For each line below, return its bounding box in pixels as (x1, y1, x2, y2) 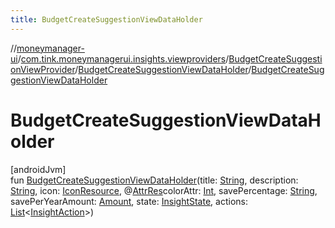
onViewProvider (10, 63, 76, 75)
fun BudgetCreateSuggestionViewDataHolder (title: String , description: (10, 174, 299, 186)
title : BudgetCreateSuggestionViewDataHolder (10, 14, 203, 25)
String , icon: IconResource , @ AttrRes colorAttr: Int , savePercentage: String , (10, 184, 318, 196)
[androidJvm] (10, 163, 67, 175)
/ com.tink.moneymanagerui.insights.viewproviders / (17, 52, 230, 65)
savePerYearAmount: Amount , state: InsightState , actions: (10, 195, 248, 207)
